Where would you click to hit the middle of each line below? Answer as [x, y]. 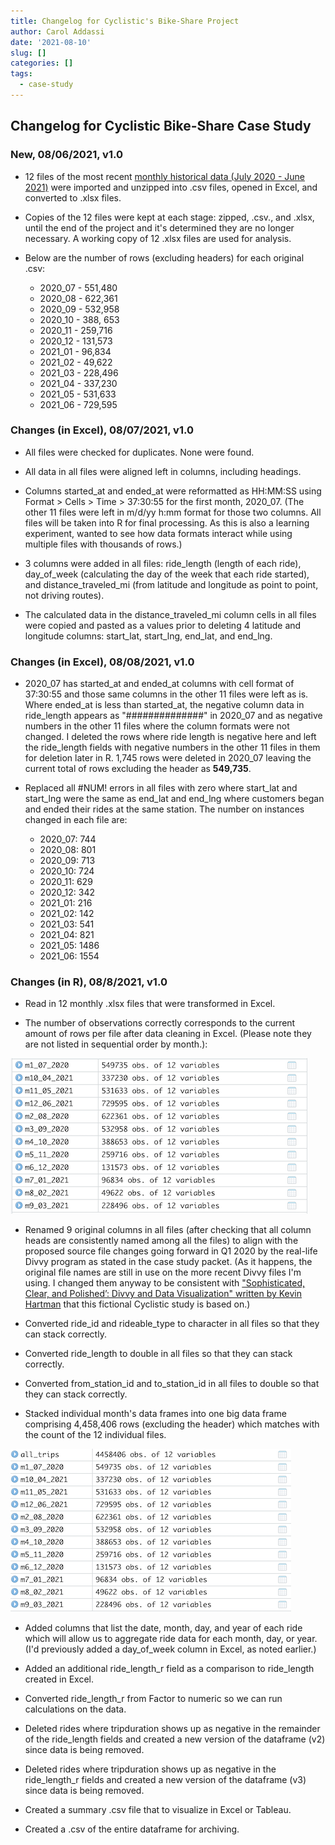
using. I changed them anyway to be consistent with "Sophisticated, [165, 1283]
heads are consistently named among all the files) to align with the [161, 1241]
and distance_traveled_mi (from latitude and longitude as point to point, [171, 584]
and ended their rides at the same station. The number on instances [164, 809]
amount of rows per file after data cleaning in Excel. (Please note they [168, 1034]
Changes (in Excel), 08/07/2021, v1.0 [102, 430]
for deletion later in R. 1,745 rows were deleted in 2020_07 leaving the [168, 758]
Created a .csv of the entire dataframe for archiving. [132, 1829]
